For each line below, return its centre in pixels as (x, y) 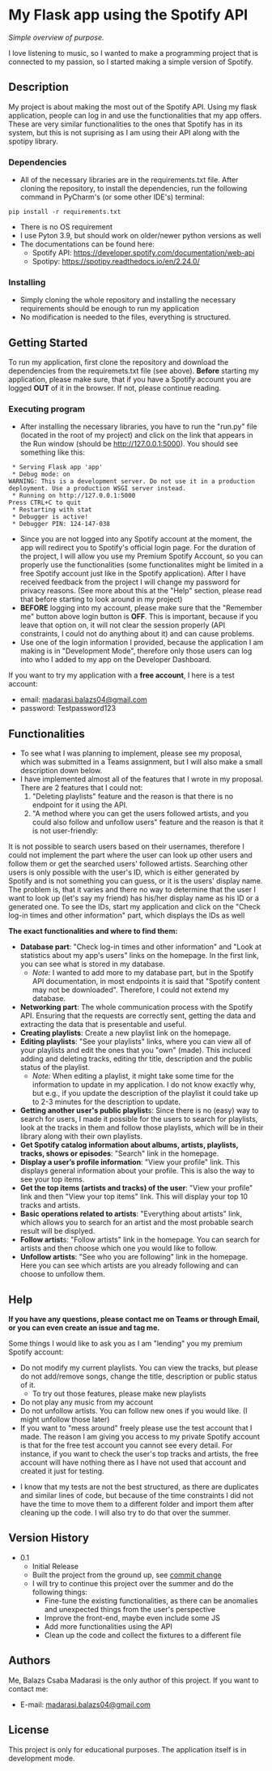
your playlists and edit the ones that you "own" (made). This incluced (135, 1050)
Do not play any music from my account (87, 1402)
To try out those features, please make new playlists (119, 1394)
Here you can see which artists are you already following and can (129, 1265)
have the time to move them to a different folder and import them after (137, 1504)
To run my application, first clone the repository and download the (119, 362)
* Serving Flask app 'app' (57, 468)
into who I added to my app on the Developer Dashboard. (116, 660)
